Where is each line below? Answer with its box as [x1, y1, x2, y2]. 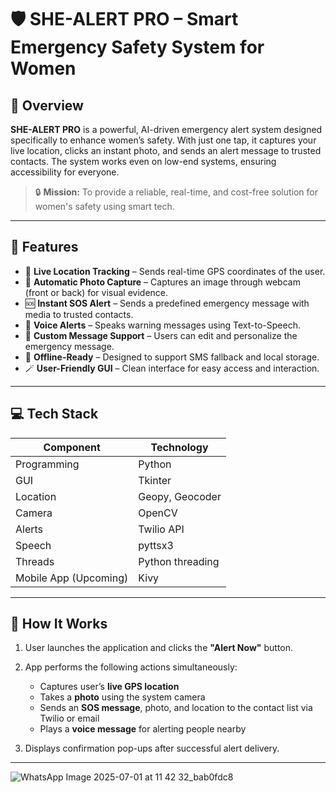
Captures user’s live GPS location [39, 681, 180, 693]
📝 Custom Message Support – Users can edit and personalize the [24, 329, 298, 341]
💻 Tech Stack [10, 406, 99, 423]
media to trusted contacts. [24, 308, 134, 320]
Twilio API [138, 522, 185, 536]
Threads [15, 554, 55, 568]
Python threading [138, 554, 220, 568]
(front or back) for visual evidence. [24, 286, 169, 298]
